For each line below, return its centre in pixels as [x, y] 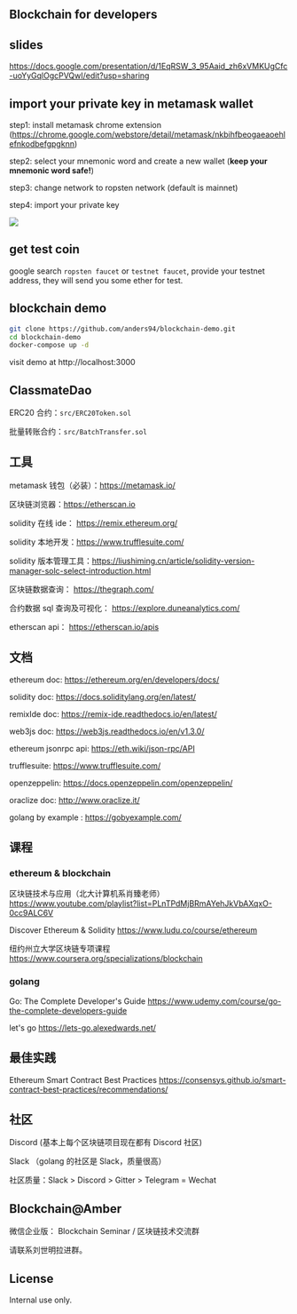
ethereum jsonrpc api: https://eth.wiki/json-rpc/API [102, 748]
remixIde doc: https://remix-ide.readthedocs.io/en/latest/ [113, 713]
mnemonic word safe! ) [52, 171]
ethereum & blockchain [60, 873]
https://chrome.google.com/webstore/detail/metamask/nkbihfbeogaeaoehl [149, 135]
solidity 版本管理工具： [51, 561]
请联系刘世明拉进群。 [48, 1250]
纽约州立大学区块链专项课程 [60, 949]
